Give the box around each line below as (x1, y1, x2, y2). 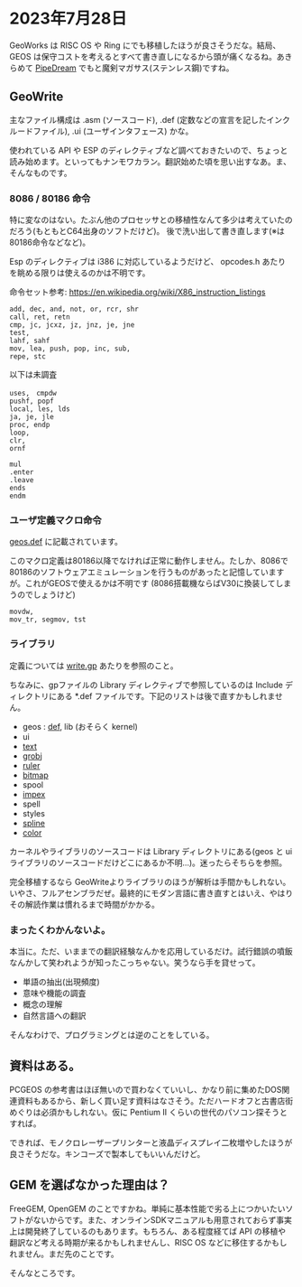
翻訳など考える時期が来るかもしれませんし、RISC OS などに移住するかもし (9, 1236, 288, 1247)
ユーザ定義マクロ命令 (9, 514, 102, 527)
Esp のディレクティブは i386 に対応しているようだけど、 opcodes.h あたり (9, 256, 287, 267)
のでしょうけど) (16, 589, 77, 601)
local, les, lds (9, 405, 70, 414)
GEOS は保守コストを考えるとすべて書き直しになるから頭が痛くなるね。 (9, 51, 278, 61)
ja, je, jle (9, 413, 54, 422)
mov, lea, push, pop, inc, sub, (9, 344, 131, 353)
